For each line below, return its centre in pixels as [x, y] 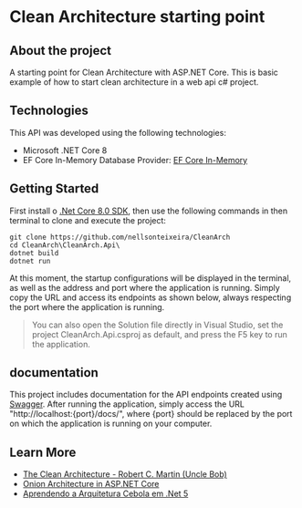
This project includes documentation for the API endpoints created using [146, 395]
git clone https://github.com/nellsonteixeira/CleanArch [120, 237]
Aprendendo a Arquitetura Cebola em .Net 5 [105, 493]
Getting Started [54, 189]
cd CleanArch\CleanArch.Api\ [65, 245]
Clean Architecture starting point [137, 17]
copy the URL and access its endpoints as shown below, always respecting [151, 297]
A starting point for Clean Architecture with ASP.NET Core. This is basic [144, 72]
